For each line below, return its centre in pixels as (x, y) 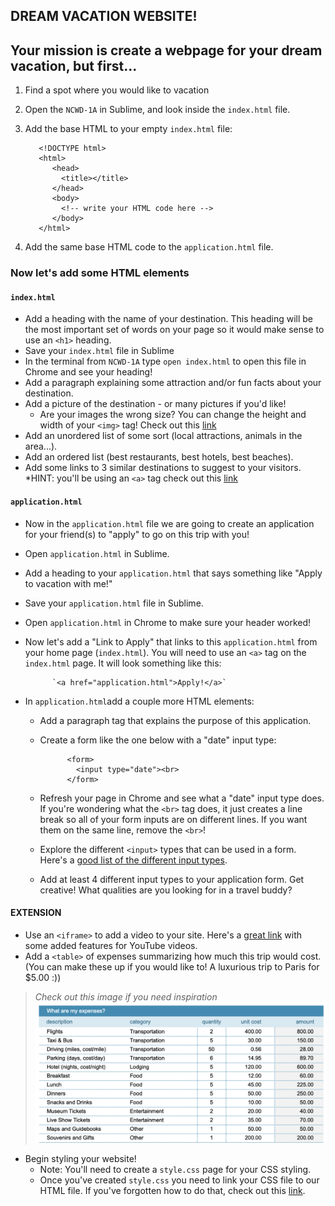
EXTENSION (36, 913)
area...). (41, 446)
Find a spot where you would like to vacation (117, 90)
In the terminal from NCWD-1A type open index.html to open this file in (165, 361)
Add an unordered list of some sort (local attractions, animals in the (163, 436)
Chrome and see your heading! (88, 372)
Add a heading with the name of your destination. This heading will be (168, 319)
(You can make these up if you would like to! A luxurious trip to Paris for (172, 966)
